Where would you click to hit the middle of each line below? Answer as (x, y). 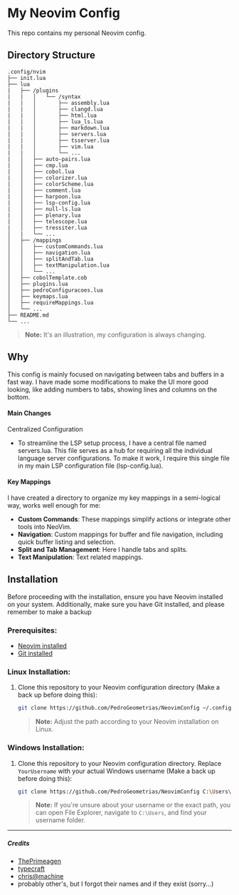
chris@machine (41, 876)
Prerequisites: (32, 630)
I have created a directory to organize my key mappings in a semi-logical (114, 498)
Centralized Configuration (45, 429)
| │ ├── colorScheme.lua (51, 184)
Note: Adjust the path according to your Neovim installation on (127, 722)
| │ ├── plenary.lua (44, 215)
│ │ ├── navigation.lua (49, 252)
